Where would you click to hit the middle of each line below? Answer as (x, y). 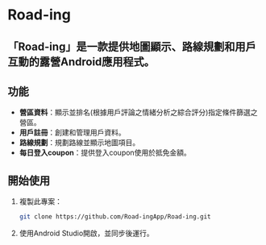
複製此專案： (40, 201)
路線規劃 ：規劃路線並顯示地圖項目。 (79, 143)
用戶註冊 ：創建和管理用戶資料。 (72, 133)
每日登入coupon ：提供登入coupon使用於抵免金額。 (105, 153)
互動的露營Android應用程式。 (81, 62)
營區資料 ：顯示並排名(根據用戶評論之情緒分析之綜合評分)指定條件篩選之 (139, 112)
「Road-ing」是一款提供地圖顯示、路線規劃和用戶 (132, 46)
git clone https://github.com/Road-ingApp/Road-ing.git (115, 217)
